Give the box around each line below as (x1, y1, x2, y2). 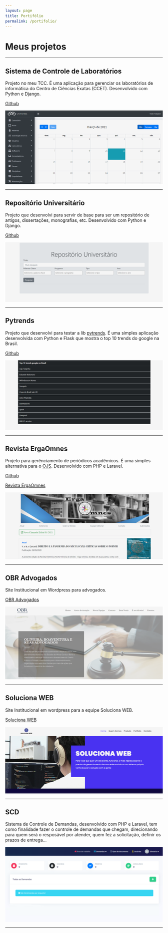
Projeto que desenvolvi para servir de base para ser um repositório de (5, 212, 150, 218)
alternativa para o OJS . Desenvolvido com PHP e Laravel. (5, 463, 123, 469)
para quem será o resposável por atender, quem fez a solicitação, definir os (5, 832, 161, 838)
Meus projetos (5, 41, 66, 52)
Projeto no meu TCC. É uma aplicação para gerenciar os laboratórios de (5, 80, 153, 86)
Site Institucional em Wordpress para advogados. (5, 586, 106, 593)
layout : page (5, 8, 32, 13)
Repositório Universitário (5, 198, 85, 207)
